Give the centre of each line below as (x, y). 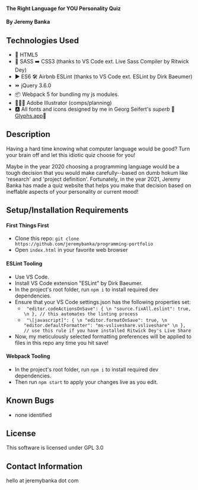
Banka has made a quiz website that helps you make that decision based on (99, 185)
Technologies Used (42, 41)
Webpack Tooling (28, 356)
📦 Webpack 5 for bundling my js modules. (67, 94)
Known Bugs (30, 401)
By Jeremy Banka (28, 22)
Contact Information (44, 466)
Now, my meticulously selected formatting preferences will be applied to (103, 336)
